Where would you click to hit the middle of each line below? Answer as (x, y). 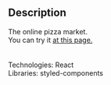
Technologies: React (41, 65)
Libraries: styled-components (56, 73)
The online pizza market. (48, 31)
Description (37, 13)
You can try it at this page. (50, 40)
